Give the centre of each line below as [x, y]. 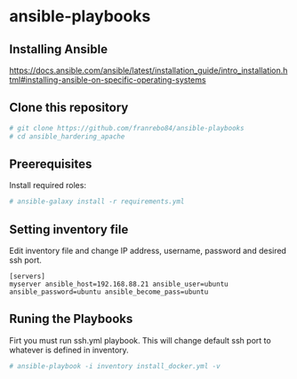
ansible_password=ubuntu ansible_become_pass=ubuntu [109, 292]
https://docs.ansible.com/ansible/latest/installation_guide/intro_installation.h [148, 70]
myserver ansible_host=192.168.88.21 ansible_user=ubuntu [119, 284]
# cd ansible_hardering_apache [67, 136]
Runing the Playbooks [71, 319]
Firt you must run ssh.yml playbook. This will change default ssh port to [140, 340]
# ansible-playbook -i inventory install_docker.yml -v [115, 366]
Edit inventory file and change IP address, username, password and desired [148, 251]
